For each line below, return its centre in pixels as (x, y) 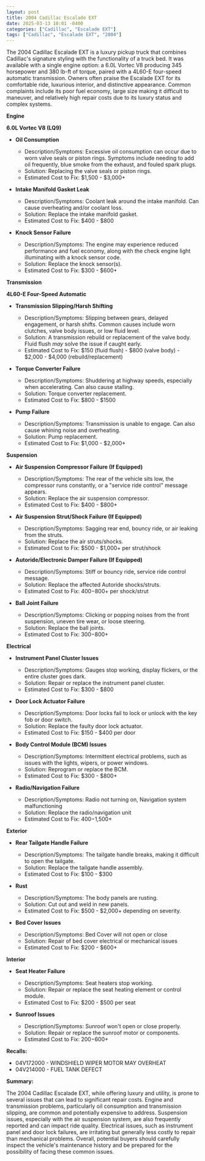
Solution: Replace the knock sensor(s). (73, 264)
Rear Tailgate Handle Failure (52, 843)
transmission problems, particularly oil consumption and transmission (94, 1106)
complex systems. (29, 104)
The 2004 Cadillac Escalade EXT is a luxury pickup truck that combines (96, 52)
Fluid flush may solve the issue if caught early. (83, 344)
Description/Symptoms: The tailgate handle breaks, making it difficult (111, 855)
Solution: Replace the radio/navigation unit (78, 813)
